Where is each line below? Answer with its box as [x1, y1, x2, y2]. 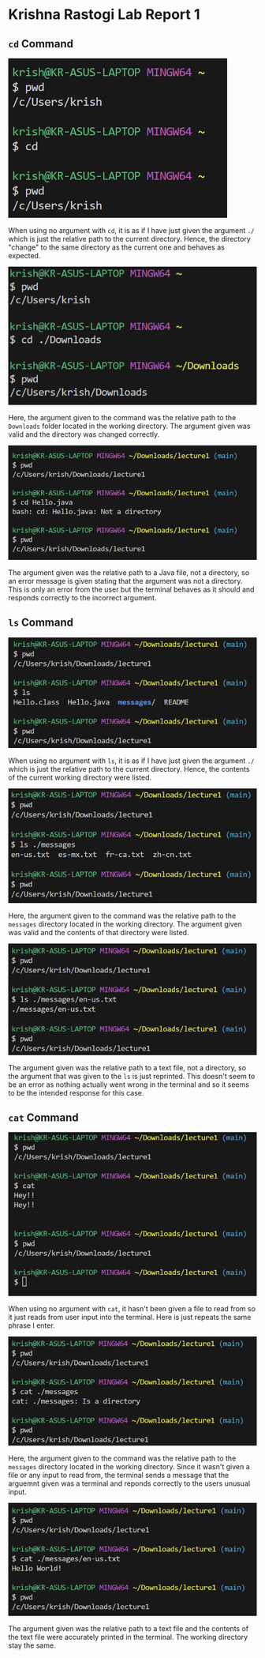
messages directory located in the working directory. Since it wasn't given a [8, 1461, 250, 1471]
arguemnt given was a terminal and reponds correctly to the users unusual [8, 1479, 251, 1488]
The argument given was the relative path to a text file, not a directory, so [8, 1062, 247, 1072]
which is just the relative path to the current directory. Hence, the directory [8, 235, 251, 243]
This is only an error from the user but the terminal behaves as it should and [8, 585, 255, 594]
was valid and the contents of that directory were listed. [8, 927, 189, 937]
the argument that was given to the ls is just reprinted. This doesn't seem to [8, 1071, 256, 1081]
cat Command [8, 1111, 79, 1124]
